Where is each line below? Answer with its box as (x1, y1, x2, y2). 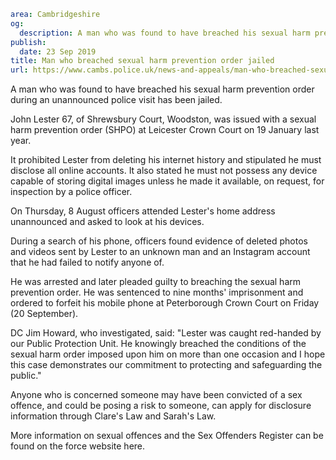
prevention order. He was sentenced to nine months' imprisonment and (10, 286, 304, 299)
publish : (10, 37, 47, 47)
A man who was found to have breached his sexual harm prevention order (10, 83, 315, 95)
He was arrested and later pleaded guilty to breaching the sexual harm (10, 276, 301, 288)
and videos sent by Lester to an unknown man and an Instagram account (10, 246, 311, 258)
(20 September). (10, 308, 79, 320)
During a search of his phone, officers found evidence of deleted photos (10, 235, 308, 247)
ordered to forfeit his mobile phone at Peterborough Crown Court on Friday (10, 297, 320, 309)
